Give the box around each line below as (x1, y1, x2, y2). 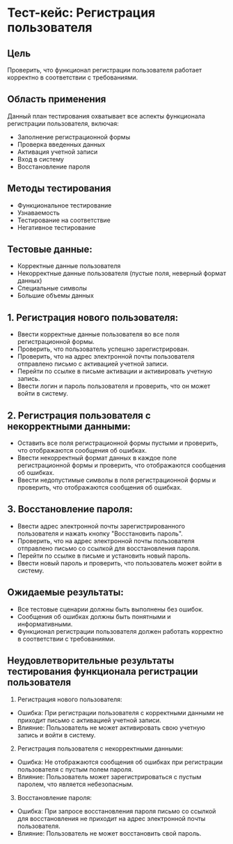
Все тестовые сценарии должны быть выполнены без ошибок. (17, 604, 204, 614)
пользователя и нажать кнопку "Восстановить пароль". (17, 529, 183, 538)
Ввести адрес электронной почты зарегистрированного (17, 522, 186, 530)
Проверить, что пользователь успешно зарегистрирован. (17, 345, 189, 353)
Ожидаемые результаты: (7, 586, 124, 598)
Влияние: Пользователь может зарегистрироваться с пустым (17, 772, 202, 781)
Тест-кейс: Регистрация (7, 5, 156, 21)
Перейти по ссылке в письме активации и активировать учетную (17, 367, 213, 375)
